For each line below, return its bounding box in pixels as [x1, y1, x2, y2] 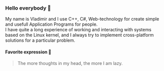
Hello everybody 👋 [5, 5, 51, 12]
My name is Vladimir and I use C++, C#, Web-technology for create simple [5, 16, 159, 22]
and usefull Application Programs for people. [5, 21, 98, 27]
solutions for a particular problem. [5, 37, 75, 43]
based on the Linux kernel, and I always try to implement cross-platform [5, 32, 154, 38]
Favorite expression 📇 [5, 49, 52, 55]
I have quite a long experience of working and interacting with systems [5, 27, 151, 33]
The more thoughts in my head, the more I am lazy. [17, 60, 123, 66]
